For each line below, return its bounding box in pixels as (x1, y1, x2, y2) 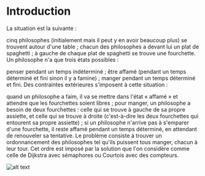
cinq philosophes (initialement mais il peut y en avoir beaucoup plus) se (6, 36, 188, 44)
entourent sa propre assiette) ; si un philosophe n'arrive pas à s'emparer (6, 118, 189, 126)
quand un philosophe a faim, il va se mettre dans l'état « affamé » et (6, 93, 178, 100)
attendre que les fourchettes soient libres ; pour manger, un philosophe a (6, 99, 191, 107)
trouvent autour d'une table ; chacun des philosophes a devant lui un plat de (6, 43, 199, 50)
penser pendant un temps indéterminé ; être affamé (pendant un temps (6, 67, 187, 75)
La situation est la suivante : (6, 25, 77, 32)
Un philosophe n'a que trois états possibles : (6, 56, 119, 63)
